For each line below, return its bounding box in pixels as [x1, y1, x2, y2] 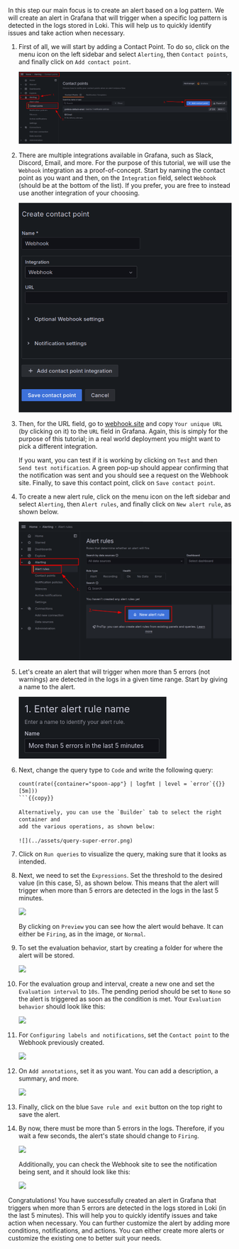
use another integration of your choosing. [18, 188, 140, 197]
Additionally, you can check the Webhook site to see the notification [18, 1160, 218, 1169]
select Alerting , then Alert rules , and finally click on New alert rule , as [18, 500, 232, 509]
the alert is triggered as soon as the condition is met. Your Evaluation [18, 995, 221, 1004]
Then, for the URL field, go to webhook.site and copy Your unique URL [18, 420, 223, 428]
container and [18, 816, 60, 824]
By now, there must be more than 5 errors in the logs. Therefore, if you [18, 1124, 225, 1133]
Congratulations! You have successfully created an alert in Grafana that [8, 1196, 217, 1205]
